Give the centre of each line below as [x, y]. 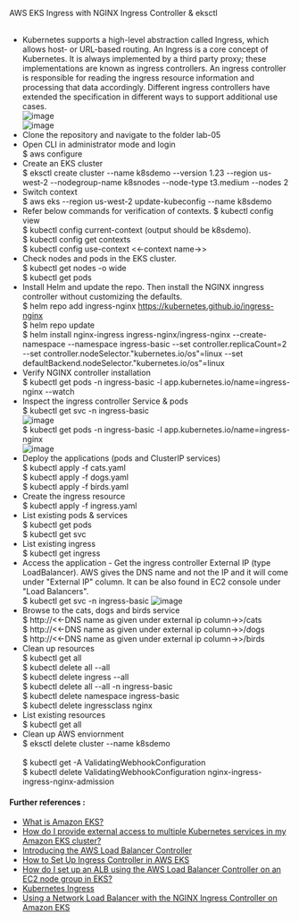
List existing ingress [59, 544]
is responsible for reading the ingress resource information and [138, 78]
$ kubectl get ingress [61, 553]
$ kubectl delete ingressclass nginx [87, 705]
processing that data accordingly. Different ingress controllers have [146, 87]
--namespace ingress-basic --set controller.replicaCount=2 [177, 344]
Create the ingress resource [74, 496]
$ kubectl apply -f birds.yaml [75, 486]
